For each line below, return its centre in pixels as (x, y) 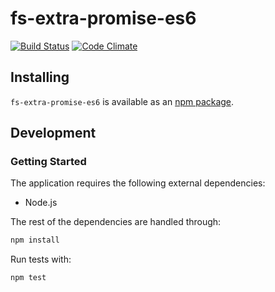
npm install (35, 240)
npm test (28, 278)
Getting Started (48, 162)
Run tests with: (41, 259)
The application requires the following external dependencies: (138, 183)
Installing (40, 77)
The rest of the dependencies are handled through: (116, 222)
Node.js (41, 203)
